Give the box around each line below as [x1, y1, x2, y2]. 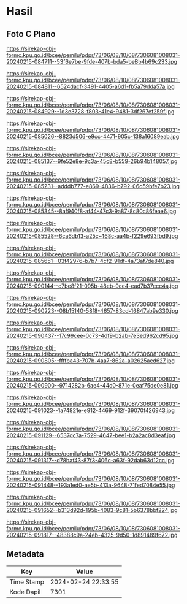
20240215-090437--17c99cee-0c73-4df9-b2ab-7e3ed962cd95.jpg [6, 332, 179, 339]
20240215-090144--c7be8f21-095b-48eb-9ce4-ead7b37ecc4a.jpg [6, 282, 178, 289]
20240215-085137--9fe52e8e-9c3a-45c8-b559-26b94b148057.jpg [6, 158, 178, 165]
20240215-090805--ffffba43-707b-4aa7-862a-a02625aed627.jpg [6, 357, 175, 364]
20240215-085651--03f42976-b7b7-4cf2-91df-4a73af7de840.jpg [6, 258, 174, 264]
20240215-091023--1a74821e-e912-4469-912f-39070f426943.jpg [6, 407, 175, 414]
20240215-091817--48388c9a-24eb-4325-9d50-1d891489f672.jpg [6, 532, 178, 538]
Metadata [6, 549, 44, 559]
